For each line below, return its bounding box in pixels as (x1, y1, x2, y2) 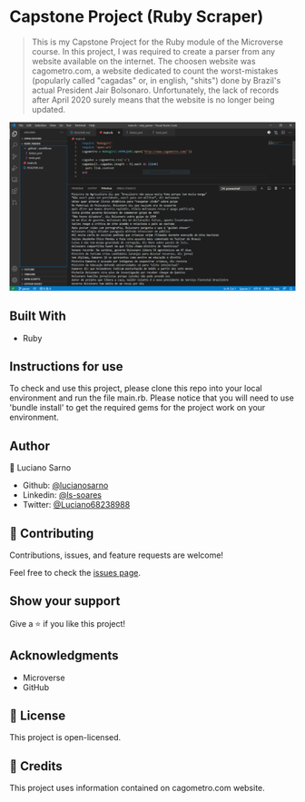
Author (9, 438, 50, 453)
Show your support (9, 593, 121, 609)
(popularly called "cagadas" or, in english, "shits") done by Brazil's (31, 74, 281, 85)
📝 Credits (9, 758, 64, 774)
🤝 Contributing (9, 525, 94, 541)
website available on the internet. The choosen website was (31, 55, 256, 66)
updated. (31, 104, 66, 114)
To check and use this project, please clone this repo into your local (9, 383, 262, 394)
